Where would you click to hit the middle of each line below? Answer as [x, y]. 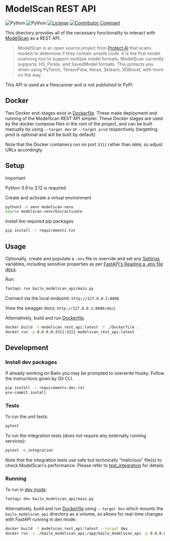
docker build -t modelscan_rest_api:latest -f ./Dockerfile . [72, 327]
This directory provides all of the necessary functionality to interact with [80, 32]
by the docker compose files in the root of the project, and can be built [79, 124]
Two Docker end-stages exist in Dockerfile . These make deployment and [81, 113]
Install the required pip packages [39, 221]
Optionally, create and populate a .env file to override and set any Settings [83, 259]
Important [15, 178]
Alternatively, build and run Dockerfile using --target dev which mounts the [84, 509]
